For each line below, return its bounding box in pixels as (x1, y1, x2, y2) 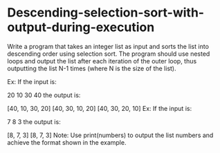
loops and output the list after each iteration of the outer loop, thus (7, 57, 197, 65)
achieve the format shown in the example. (7, 138, 127, 146)
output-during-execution (7, 19, 155, 35)
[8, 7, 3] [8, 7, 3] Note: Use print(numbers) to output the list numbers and (7, 131, 214, 139)
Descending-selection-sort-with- (7, 5, 205, 21)
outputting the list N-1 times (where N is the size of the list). (7, 64, 176, 72)
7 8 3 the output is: (7, 117, 61, 125)
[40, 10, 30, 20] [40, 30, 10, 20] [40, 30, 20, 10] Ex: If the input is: (7, 104, 192, 112)
